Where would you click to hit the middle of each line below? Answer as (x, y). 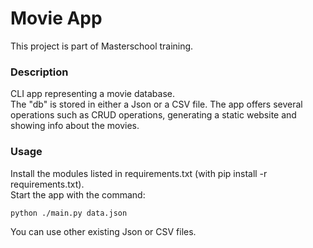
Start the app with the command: (78, 194)
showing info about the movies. (75, 126)
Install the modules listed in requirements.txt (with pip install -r (139, 173)
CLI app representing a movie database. (92, 94)
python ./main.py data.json (69, 213)
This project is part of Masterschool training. (102, 46)
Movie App (56, 18)
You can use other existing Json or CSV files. (103, 231)
